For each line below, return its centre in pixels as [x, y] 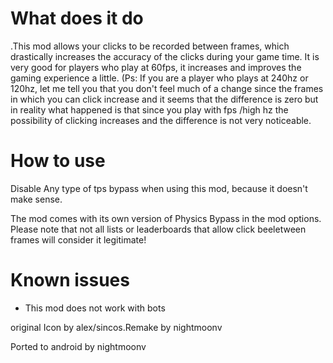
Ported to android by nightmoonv [78, 346]
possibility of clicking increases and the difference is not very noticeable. [161, 120]
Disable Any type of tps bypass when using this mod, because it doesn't [159, 188]
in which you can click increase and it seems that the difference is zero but [164, 99]
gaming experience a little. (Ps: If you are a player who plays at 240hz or [159, 78]
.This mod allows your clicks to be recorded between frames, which [150, 46]
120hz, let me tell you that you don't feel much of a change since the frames [167, 88]
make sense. [36, 199]
